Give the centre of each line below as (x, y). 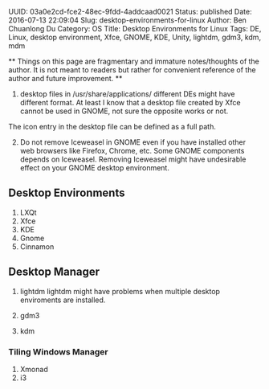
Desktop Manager (54, 272)
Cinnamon (37, 246)
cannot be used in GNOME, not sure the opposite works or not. (124, 111)
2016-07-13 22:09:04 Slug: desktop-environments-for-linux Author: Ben (128, 20)
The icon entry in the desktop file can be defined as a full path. (112, 127)
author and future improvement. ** (65, 78)
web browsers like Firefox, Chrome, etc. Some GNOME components (132, 151)
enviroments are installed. (63, 300)
